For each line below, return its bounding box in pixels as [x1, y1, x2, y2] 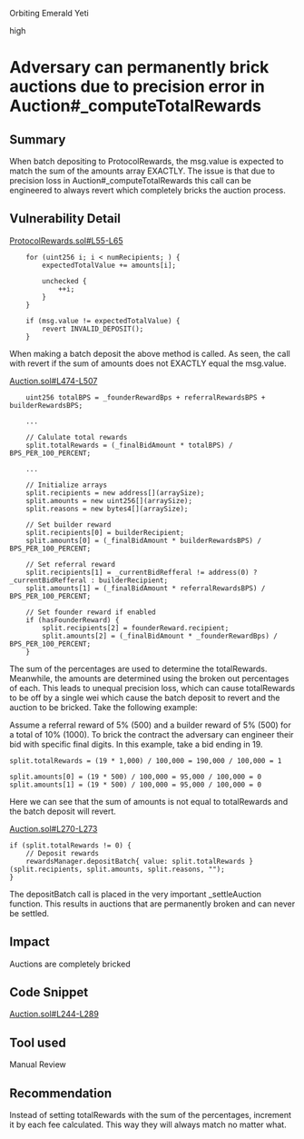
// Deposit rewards [25, 848, 100, 857]
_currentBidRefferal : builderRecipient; [9, 576, 169, 585]
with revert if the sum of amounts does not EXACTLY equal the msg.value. [9, 358, 287, 369]
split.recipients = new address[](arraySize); [25, 488, 205, 498]
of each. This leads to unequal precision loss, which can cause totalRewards [9, 682, 296, 693]
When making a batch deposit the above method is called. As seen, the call [9, 348, 290, 359]
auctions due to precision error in [9, 76, 265, 97]
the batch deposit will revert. [9, 806, 116, 817]
